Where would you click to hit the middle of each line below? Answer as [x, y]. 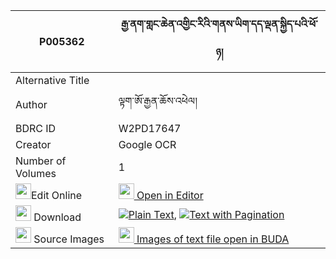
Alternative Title [52, 80]
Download [57, 217]
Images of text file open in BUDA [213, 239]
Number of [41, 161]
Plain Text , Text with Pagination [206, 214]
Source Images [69, 239]
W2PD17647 [150, 128]
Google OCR [147, 144]
